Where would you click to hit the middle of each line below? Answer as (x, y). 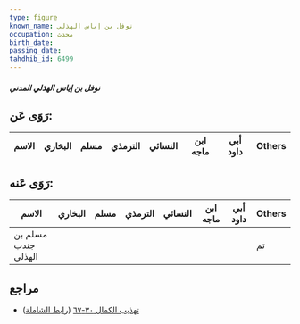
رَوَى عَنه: (31, 183)
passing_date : (36, 51)
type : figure (33, 17)
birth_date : (31, 42)
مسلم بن (30, 235)
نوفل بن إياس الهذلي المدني (55, 87)
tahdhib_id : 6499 (42, 59)
